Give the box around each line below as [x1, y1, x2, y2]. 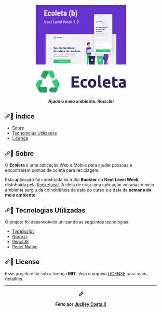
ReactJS [12, 238, 29, 244]
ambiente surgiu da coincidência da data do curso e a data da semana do [5, 187, 152, 193]
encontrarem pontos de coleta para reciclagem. [5, 167, 100, 173]
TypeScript [12, 228, 34, 234]
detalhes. [5, 276, 24, 282]
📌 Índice [10, 112, 35, 120]
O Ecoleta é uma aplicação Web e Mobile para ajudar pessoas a [5, 162, 133, 168]
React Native [12, 244, 38, 250]
